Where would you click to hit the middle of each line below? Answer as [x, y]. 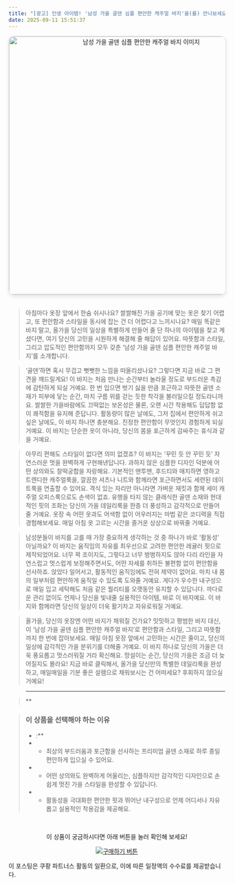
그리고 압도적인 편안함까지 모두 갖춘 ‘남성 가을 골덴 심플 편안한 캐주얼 [118, 347]
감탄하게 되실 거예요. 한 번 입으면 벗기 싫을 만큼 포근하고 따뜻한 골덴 [123, 387]
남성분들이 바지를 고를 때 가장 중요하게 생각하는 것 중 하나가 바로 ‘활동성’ [122, 537]
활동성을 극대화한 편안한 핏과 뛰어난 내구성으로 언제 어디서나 [126, 800]
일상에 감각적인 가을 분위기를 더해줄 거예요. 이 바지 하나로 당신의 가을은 [121, 646]
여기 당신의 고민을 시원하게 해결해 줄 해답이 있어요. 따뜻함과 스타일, [135, 339]
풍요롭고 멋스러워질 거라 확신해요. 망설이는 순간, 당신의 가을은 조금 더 [125, 655]
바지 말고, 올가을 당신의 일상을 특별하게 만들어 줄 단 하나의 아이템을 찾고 [121, 330]
